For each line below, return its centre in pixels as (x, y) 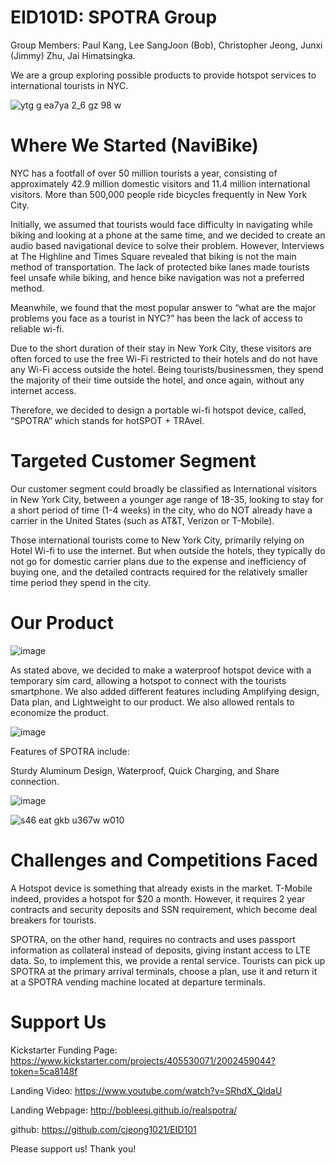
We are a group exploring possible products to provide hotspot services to (163, 75)
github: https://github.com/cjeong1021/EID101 (103, 1129)
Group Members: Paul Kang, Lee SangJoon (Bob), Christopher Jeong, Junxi (166, 45)
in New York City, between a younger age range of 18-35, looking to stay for (167, 499)
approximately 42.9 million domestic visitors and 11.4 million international (160, 183)
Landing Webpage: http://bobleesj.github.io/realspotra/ (124, 1110)
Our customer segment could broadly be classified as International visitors (164, 488)
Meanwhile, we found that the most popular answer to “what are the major (163, 307)
